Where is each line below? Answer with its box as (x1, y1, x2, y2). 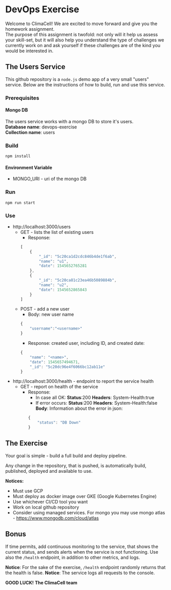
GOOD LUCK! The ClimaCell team (5, 579, 78, 585)
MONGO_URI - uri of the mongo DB (12, 176, 87, 182)
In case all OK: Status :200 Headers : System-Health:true (35, 395, 155, 401)
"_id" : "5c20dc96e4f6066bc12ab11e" (30, 364, 106, 369)
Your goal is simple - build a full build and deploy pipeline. (5, 452, 127, 458)
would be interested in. (5, 48, 54, 54)
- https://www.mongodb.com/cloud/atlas (12, 515, 99, 521)
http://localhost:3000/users (12, 224, 71, 230)
